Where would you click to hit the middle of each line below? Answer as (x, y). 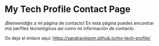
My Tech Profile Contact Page (68, 9)
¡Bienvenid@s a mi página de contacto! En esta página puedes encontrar (79, 23)
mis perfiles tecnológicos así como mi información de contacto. (70, 28)
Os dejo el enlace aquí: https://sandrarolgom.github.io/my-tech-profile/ (78, 38)
